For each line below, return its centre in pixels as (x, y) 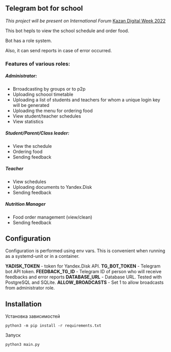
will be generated (31, 105)
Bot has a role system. (29, 40)
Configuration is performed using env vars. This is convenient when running (85, 251)
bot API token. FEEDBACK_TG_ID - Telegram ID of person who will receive (83, 272)
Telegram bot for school (44, 8)
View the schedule (32, 146)
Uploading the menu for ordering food (53, 111)
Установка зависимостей (33, 316)
